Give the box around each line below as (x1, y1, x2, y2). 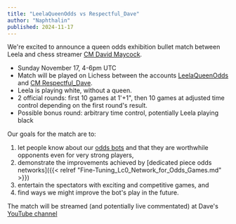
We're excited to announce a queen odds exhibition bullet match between (7, 43, 221, 51)
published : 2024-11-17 (7, 23, 74, 30)
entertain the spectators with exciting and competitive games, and (17, 181, 209, 189)
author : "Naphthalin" (7, 17, 71, 24)
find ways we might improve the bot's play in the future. (17, 188, 179, 197)
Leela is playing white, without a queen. (17, 86, 132, 95)
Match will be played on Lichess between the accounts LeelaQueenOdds (17, 71, 229, 80)
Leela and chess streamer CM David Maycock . (7, 50, 143, 58)
